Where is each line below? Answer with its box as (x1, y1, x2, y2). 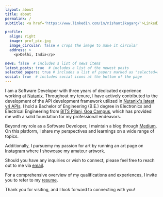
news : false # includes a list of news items (5, 61, 101, 66)
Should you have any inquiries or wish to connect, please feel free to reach (5, 158, 155, 163)
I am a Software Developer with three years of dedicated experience (5, 88, 142, 93)
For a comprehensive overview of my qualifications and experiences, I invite (5, 172, 157, 178)
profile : (5, 30, 23, 35)
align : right (9, 34, 36, 39)
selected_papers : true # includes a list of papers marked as (5, 70, 133, 75)
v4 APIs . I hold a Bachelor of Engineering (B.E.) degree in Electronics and (5, 103, 151, 109)
